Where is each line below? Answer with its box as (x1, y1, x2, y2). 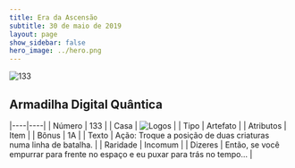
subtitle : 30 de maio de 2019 (9, 21, 122, 30)
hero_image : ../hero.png (9, 46, 102, 55)
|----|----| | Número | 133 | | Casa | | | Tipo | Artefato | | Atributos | (9, 120, 287, 130)
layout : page (9, 29, 58, 38)
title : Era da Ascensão (9, 13, 98, 22)
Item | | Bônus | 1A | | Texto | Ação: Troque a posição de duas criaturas (9, 130, 270, 140)
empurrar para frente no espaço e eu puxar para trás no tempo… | (9, 148, 253, 159)
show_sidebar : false (9, 38, 87, 47)
